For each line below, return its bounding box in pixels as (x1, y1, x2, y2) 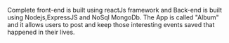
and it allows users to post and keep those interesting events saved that (7, 21, 215, 28)
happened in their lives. (7, 28, 75, 36)
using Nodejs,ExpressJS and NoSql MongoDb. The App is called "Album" (7, 13, 219, 21)
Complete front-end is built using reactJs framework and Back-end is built (7, 6, 223, 14)
